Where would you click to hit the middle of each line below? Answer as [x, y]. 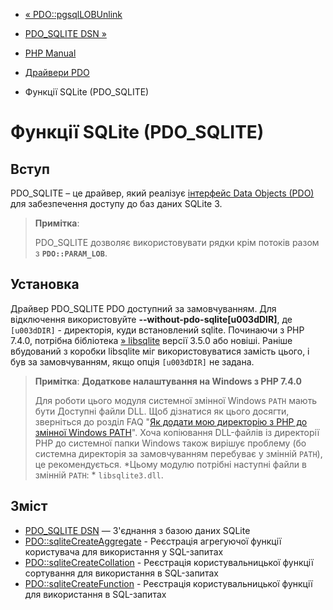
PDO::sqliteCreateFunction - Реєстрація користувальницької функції [168, 583]
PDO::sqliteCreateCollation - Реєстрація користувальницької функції [169, 562]
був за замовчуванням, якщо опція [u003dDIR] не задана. [132, 361]
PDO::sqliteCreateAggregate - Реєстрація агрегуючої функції [153, 541]
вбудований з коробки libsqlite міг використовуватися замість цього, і [160, 351]
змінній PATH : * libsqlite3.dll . [99, 475]
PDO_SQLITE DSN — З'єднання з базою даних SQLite [137, 530]
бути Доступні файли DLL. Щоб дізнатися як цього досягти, [162, 411]
